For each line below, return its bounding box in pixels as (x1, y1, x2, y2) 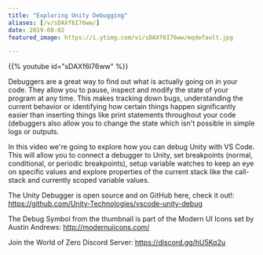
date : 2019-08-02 (8, 26, 65, 34)
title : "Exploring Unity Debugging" (8, 11, 128, 20)
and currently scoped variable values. (27, 176, 150, 185)
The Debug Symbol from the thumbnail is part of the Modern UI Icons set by (8, 214, 254, 224)
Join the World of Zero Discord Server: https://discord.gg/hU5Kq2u (8, 238, 226, 247)
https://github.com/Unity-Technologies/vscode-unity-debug (8, 199, 203, 209)
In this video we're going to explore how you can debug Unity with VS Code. (8, 142, 255, 151)
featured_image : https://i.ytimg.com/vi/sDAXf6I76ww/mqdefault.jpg (8, 33, 234, 42)
